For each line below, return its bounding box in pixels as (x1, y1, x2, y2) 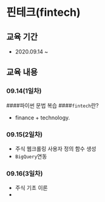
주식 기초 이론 (15, 184, 48, 192)
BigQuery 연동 (15, 152, 47, 160)
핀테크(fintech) (6, 5, 81, 19)
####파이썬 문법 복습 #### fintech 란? (6, 101, 99, 109)
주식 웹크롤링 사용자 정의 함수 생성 (15, 145, 97, 152)
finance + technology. (15, 113, 70, 121)
